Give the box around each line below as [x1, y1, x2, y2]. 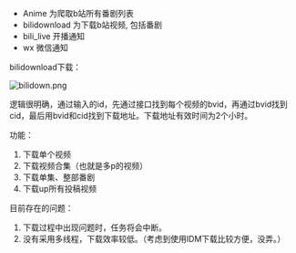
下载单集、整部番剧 [22, 172, 96, 183]
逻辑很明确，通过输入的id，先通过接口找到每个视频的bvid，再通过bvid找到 [9, 99, 289, 110]
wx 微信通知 [22, 42, 68, 53]
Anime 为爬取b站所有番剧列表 [22, 8, 135, 18]
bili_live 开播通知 [22, 31, 85, 41]
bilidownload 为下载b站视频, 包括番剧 [22, 19, 162, 30]
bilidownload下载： [9, 62, 82, 72]
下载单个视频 [22, 149, 71, 160]
